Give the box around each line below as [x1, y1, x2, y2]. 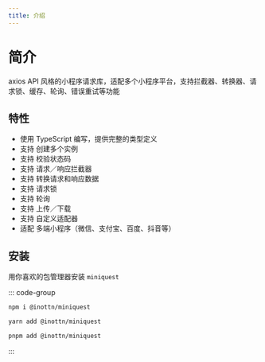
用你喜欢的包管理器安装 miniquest [8, 272, 119, 282]
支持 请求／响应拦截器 [19, 164, 92, 173]
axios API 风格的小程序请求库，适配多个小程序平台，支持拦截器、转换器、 [8, 76, 250, 86]
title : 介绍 [8, 11, 45, 20]
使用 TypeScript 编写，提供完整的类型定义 [19, 134, 158, 144]
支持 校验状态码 [19, 154, 72, 164]
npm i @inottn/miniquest [8, 303, 91, 311]
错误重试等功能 [70, 86, 120, 95]
